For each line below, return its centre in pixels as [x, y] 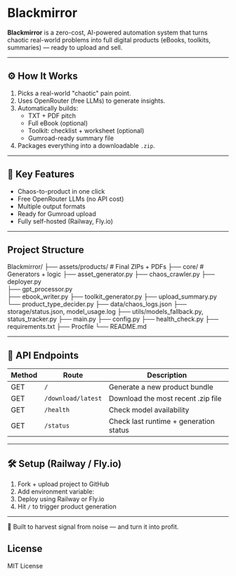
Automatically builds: [48, 108]
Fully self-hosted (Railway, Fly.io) [65, 221]
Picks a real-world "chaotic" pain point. [74, 93]
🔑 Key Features [41, 174]
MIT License [25, 565]
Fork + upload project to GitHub [63, 484]
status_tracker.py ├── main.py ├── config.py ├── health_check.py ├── [113, 319]
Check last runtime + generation [162, 422]
